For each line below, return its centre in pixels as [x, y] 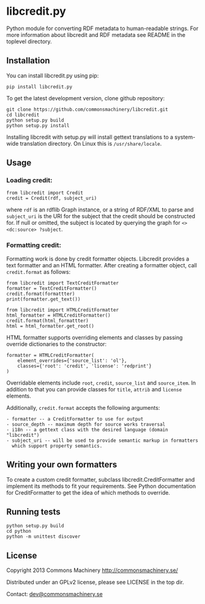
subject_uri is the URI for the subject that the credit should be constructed [101, 216]
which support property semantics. [57, 446]
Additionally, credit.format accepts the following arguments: [83, 407]
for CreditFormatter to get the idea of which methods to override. [88, 492]
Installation [28, 61]
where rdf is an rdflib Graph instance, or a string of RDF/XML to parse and [100, 210]
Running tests [34, 512]
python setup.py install [38, 125]
